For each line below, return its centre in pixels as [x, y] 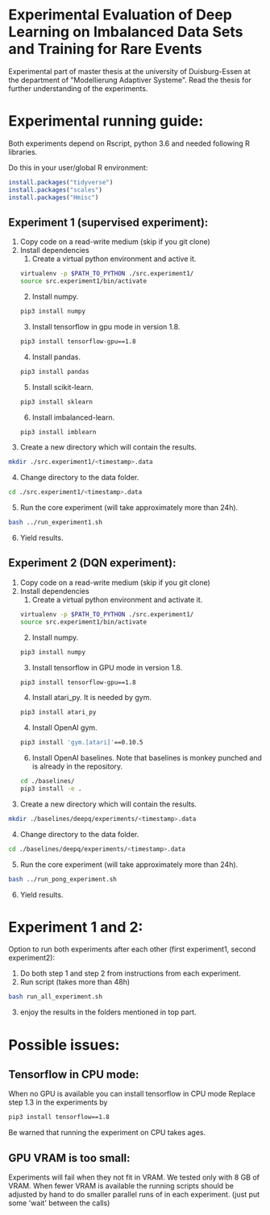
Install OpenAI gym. [65, 728]
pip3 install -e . [51, 789]
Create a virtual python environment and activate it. [117, 599]
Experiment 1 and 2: [76, 927]
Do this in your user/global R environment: [78, 168]
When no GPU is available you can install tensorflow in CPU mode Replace [132, 1094]
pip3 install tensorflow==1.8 [59, 1118]
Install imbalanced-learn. [73, 417]
